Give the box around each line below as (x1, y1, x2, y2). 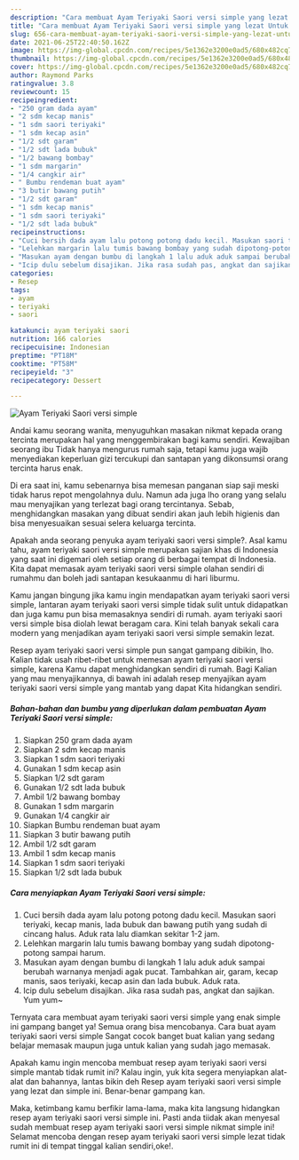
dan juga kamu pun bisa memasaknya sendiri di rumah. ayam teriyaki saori (10, 609, 283, 620)
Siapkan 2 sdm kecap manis (22, 744, 127, 755)
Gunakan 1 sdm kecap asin (22, 763, 122, 774)
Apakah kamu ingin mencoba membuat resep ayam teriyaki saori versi (10, 1058, 267, 1069)
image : (10, 46, 35, 55)
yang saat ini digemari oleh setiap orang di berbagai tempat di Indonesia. (10, 554, 277, 565)
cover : (10, 63, 35, 72)
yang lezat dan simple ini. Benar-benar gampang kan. (10, 1085, 206, 1097)
